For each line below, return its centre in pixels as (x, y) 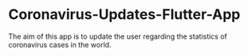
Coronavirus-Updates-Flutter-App (124, 15)
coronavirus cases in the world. (60, 44)
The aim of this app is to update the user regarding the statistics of (118, 36)
